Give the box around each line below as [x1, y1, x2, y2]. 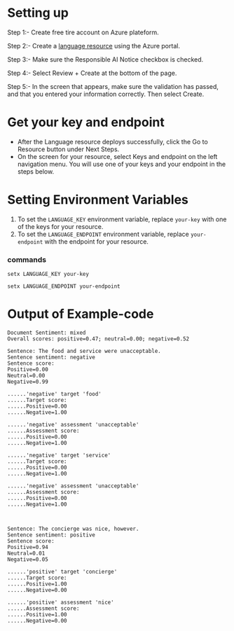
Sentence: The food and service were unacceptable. [7, 348, 161, 355]
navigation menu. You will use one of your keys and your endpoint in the [17, 160, 226, 168]
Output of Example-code [7, 306, 154, 322]
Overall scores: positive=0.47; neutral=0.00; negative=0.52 [7, 335, 190, 342]
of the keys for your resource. [17, 222, 104, 230]
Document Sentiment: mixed [7, 329, 86, 337]
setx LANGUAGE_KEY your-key [7, 271, 90, 278]
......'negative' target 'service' [7, 452, 111, 459]
